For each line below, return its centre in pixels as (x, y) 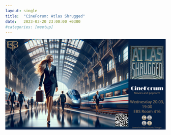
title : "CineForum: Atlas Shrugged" (45, 16)
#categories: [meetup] (29, 27)
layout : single (21, 11)
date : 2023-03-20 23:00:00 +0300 (43, 21)
